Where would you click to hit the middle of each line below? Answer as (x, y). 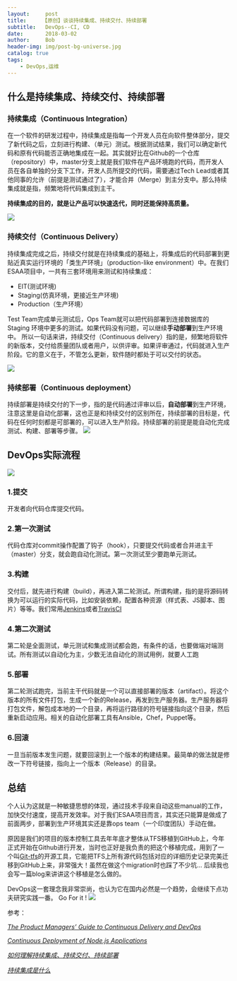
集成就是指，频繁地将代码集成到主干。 (63, 189)
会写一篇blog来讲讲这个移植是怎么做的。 (66, 874)
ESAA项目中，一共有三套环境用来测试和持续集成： (80, 271)
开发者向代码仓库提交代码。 (48, 509)
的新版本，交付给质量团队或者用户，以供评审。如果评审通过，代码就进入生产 (119, 345)
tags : (15, 60)
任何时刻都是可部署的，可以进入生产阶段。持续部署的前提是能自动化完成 (124, 422)
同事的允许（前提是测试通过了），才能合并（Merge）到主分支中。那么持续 (120, 180)
